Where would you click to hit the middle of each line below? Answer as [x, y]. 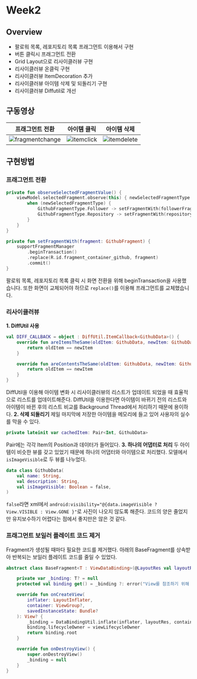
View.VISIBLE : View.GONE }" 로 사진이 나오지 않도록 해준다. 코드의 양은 [89, 512]
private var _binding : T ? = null [57, 579]
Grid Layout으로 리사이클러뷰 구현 [54, 61]
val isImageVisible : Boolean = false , [64, 487]
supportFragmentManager [46, 247]
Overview [24, 32]
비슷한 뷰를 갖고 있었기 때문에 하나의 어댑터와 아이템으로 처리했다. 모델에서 [102, 452]
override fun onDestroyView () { [56, 649]
